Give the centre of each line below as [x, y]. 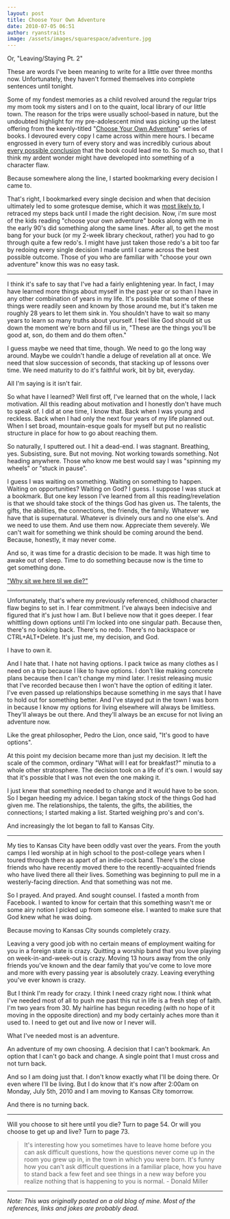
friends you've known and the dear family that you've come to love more [110, 965]
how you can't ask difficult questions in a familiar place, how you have [123, 1167]
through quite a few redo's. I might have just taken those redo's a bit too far [113, 243]
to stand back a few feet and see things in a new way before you [115, 1174]
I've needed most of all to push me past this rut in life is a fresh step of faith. [114, 1000]
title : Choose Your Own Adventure [56, 20]
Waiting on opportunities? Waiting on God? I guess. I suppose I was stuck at [114, 489]
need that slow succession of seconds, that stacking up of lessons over [108, 363]
